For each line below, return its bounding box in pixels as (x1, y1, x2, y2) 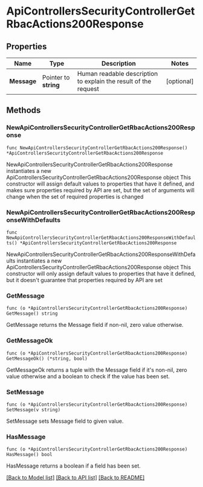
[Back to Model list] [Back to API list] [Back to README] (6, 474, 145, 482)
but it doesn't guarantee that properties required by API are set (6, 276, 163, 283)
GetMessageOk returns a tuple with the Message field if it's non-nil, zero (6, 366, 187, 374)
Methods (6, 105, 41, 116)
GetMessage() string (6, 311, 59, 317)
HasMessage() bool (6, 452, 53, 458)
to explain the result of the (77, 77, 152, 86)
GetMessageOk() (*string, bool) (6, 355, 88, 361)
